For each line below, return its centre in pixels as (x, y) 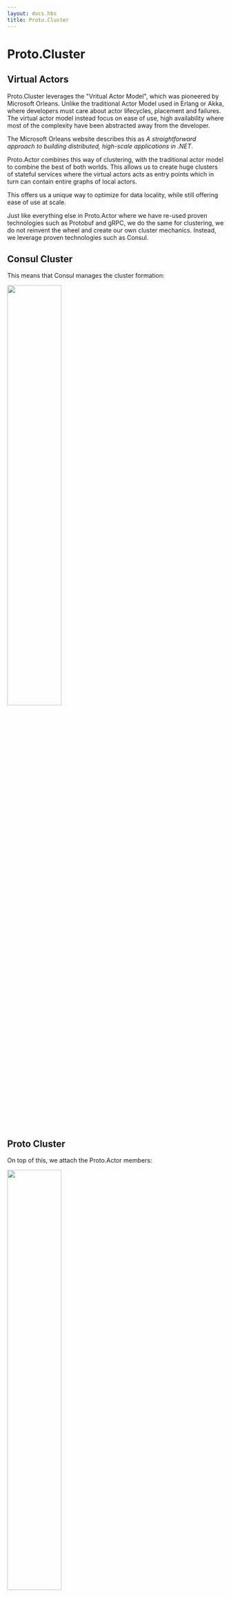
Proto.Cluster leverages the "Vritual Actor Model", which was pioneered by (113, 96)
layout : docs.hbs (32, 13)
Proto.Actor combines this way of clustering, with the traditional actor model (115, 159)
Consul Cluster (40, 259)
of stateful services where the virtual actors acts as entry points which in (111, 174)
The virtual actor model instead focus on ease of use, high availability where (115, 118)
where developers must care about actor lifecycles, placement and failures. (114, 110)
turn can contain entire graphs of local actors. (72, 181)
